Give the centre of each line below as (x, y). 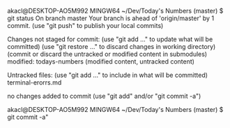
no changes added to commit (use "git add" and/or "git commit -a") (104, 96)
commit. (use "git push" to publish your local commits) (85, 26)
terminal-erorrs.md (34, 83)
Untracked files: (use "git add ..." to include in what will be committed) (107, 75)
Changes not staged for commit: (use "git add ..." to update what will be (110, 39)
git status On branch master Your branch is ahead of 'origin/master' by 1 (111, 18)
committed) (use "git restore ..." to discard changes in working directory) (112, 47)
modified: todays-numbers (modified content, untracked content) (101, 62)
